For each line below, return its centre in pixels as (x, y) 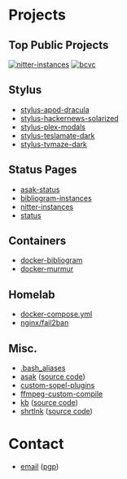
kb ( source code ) (49, 403)
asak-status (40, 189)
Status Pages (43, 170)
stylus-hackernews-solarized (70, 118)
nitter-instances (47, 207)
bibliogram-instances (56, 198)
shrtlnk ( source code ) (57, 412)
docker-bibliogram (51, 260)
